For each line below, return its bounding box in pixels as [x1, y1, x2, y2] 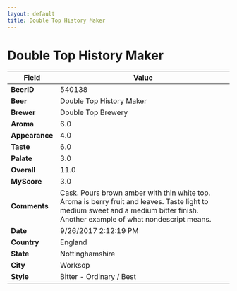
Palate [11, 153, 33, 163]
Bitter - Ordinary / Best [59, 272, 136, 282]
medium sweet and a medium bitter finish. [59, 206, 199, 215]
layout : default [7, 10, 55, 18]
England [59, 237, 87, 247]
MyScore [11, 177, 42, 186]
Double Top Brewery [59, 107, 128, 117]
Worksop [59, 261, 90, 271]
